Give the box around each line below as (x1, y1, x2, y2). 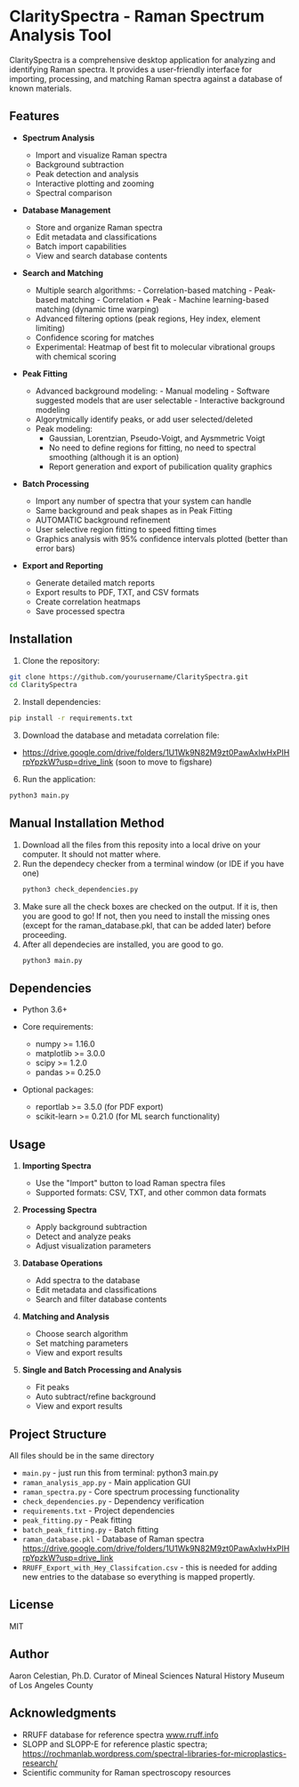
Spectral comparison (35, 187, 113, 198)
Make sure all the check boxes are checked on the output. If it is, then (21, 901, 279, 911)
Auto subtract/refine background (35, 1391, 157, 1403)
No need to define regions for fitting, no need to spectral (48, 442, 256, 453)
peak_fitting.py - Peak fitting (21, 1515, 133, 1525)
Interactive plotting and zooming (35, 178, 155, 189)
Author (9, 1646, 49, 1662)
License (9, 1597, 54, 1613)
